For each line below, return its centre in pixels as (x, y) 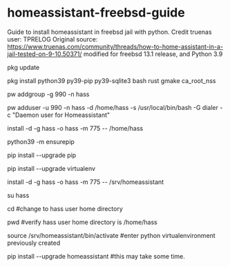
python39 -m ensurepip (41, 141)
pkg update (23, 67)
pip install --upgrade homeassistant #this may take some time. (96, 256)
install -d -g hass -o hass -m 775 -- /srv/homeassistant (86, 182)
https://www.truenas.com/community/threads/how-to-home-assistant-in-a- (115, 46)
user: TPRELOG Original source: (52, 39)
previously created (34, 243)
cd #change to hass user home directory (65, 208)
